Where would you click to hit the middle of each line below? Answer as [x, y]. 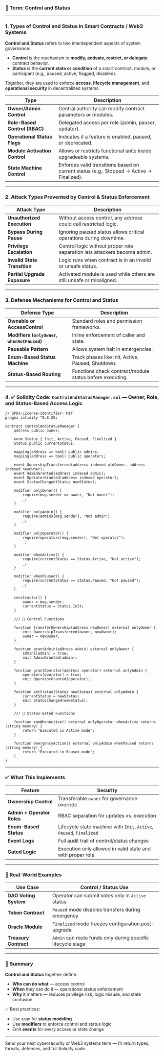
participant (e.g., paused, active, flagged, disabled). [64, 73]
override [68, 804]
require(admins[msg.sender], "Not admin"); [67, 516]
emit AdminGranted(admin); [50, 658]
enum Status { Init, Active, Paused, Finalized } [65, 439]
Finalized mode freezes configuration [96, 924]
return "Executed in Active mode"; [59, 731]
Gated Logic [22, 852]
